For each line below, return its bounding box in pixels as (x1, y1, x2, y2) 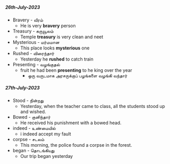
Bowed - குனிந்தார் (12, 114, 51, 120)
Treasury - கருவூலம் (12, 28, 54, 34)
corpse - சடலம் (12, 136, 45, 142)
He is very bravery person (20, 22, 76, 29)
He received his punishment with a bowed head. (20, 120, 122, 126)
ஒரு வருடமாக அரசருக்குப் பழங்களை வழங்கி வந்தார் (27, 72, 128, 78)
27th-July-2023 (5, 85, 40, 91)
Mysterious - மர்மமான (12, 39, 60, 45)
